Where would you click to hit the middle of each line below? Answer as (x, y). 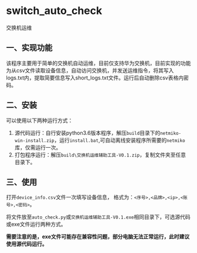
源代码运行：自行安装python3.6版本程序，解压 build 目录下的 (87, 133)
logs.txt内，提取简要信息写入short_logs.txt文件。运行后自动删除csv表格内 (95, 78)
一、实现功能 (29, 48)
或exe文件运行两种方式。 (36, 224)
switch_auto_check (54, 11)
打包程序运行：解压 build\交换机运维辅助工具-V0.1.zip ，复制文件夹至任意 (100, 155)
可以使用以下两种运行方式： (40, 120)
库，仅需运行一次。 (38, 147)
